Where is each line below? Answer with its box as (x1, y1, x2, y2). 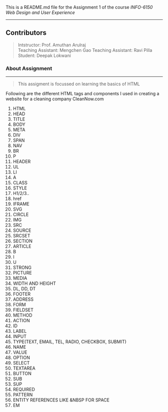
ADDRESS (12, 296, 34, 302)
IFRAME (12, 201, 29, 207)
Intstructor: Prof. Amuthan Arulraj (17, 42, 86, 48)
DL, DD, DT (12, 286, 36, 292)
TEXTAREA (12, 365, 35, 371)
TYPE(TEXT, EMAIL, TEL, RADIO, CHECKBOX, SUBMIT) (12, 339, 127, 345)
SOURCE (12, 227, 31, 233)
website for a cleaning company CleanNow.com (5, 96, 104, 102)
